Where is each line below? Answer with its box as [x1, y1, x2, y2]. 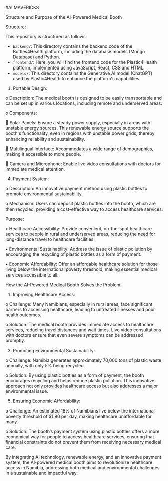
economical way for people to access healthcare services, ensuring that [5, 434, 154, 440]
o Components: [5, 110, 37, 116]
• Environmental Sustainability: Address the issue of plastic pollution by [5, 246, 153, 252]
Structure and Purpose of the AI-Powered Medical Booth [5, 14, 122, 20]
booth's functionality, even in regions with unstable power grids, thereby [5, 130, 155, 136]
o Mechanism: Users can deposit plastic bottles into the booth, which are [5, 201, 156, 207]
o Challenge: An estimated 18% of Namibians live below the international [5, 408, 155, 414]
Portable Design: [12, 85, 48, 91]
